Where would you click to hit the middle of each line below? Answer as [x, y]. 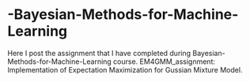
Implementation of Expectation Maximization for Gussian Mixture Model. [125, 69]
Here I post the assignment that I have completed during [99, 53]
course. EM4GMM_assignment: [164, 61]
